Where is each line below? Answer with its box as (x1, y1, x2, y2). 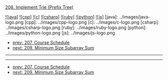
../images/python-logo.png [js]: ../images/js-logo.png (5, 30, 115, 35)
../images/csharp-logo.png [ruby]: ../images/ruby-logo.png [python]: (5, 24, 146, 30)
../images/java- (119, 14, 150, 19)
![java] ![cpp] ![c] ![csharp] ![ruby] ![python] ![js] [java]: (5, 14, 118, 19)
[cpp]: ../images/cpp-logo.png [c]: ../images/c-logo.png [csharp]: (24, 19, 159, 25)
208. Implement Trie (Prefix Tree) (5, 4, 74, 10)
